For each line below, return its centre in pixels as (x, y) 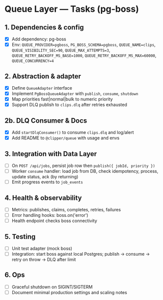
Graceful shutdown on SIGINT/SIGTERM (52, 287)
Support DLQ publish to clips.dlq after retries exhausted (69, 105)
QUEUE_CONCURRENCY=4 (33, 61)
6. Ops (15, 275)
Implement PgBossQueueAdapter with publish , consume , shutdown (75, 94)
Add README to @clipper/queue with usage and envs (66, 138)
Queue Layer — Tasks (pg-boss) (72, 9)
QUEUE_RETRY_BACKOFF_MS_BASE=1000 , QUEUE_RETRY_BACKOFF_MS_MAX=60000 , (84, 56)
